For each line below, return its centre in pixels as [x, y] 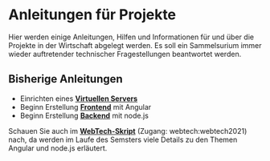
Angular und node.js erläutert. [58, 148]
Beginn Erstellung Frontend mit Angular [86, 107]
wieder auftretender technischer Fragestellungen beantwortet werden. [125, 54]
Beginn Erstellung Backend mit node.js [84, 115]
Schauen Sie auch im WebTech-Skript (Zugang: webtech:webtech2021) [128, 131]
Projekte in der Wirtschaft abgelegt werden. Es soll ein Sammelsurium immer [135, 45]
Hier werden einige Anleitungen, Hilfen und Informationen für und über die [131, 37]
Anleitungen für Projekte [92, 15]
